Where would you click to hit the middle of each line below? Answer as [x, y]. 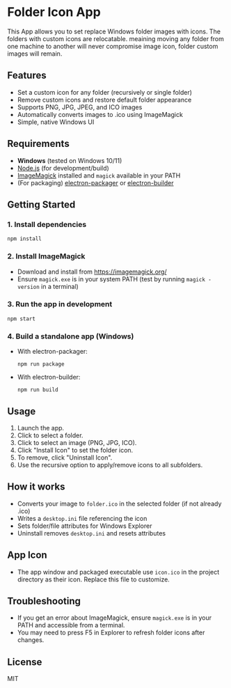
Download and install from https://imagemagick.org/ [92, 272]
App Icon [27, 555]
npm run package [41, 364]
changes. [31, 640]
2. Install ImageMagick [46, 256]
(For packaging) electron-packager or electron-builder [95, 182]
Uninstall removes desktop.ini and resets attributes [91, 533]
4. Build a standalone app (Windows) [71, 336]
